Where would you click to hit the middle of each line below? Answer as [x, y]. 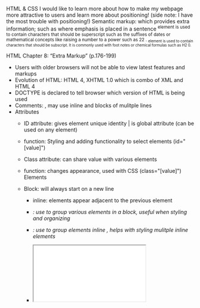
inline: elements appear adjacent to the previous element [102, 200]
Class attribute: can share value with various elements [90, 159]
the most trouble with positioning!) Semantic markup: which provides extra [98, 21]
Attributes [27, 112]
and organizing [51, 218]
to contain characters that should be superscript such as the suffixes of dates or [88, 34]
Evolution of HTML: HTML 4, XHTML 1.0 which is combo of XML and [99, 80]
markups [26, 74]
